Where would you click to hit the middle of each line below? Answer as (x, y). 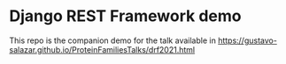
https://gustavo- (247, 40)
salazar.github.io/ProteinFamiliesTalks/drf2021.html (102, 49)
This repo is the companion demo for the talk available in (113, 40)
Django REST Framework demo (125, 16)
